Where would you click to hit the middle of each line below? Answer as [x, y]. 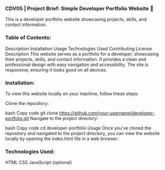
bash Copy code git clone [32, 113]
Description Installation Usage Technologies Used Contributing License [79, 48]
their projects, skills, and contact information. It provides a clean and [76, 59]
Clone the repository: [27, 103]
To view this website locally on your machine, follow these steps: [72, 93]
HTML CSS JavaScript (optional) [39, 162]
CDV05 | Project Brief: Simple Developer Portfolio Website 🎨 [79, 8]
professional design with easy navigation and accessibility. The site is [77, 64]
